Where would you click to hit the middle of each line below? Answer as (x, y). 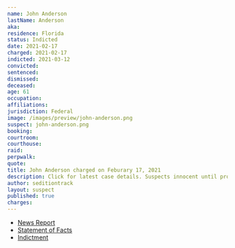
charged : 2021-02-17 (37, 53)
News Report (36, 222)
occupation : (24, 99)
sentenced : (23, 72)
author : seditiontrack (40, 183)
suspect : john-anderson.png (48, 124)
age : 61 (19, 92)
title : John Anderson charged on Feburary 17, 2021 (84, 170)
